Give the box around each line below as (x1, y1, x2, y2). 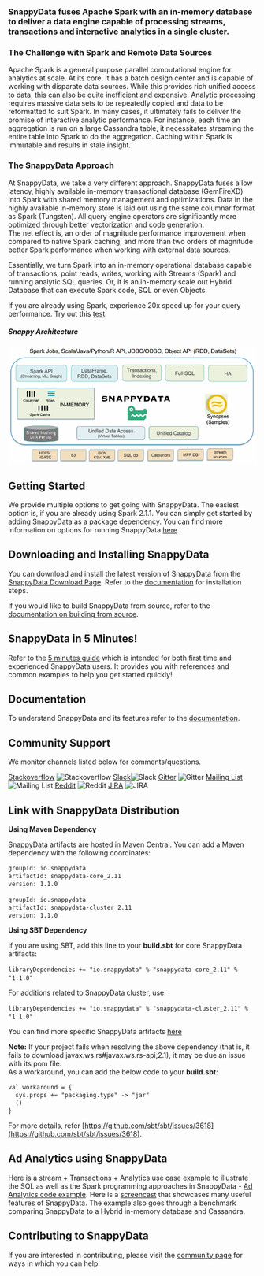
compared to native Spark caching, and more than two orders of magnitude (8, 236, 254, 246)
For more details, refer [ (8, 1121, 85, 1130)
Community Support (8, 736, 111, 750)
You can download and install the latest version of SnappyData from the (8, 569, 241, 578)
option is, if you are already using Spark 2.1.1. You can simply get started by (8, 508, 253, 517)
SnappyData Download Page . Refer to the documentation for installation (8, 577, 242, 587)
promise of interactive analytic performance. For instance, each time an (8, 115, 240, 124)
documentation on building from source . (8, 609, 139, 618)
